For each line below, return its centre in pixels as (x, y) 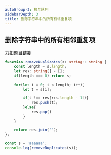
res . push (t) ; (44, 103)
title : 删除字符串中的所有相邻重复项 (39, 19)
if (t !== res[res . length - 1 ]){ (56, 98)
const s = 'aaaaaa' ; (26, 143)
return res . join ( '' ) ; (36, 130)
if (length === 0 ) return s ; (42, 76)
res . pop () (41, 112)
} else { (29, 107)
